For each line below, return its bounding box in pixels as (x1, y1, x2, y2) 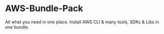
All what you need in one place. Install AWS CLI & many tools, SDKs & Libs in (5, 19, 159, 25)
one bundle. (5, 24, 29, 30)
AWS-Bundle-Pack (5, 3, 83, 14)
